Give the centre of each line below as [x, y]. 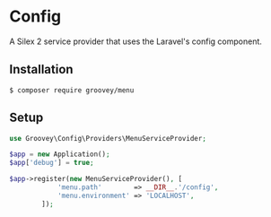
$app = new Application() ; [60, 154]
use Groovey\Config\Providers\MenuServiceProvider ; [108, 138]
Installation [41, 69]
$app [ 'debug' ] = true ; [52, 163]
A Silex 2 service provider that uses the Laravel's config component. [136, 41]
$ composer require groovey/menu [72, 90]
